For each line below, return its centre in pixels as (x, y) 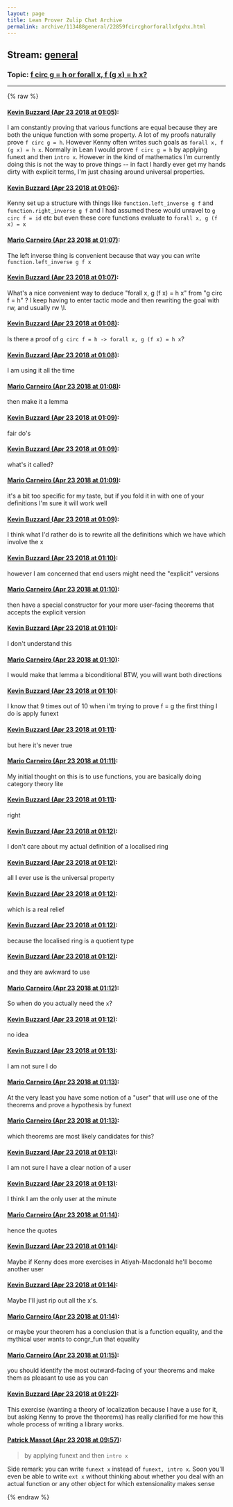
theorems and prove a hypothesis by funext (69, 1105)
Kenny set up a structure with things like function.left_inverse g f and (110, 203)
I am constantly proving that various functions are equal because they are (112, 128)
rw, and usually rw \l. (37, 307)
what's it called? (31, 464)
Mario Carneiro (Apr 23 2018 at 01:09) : (64, 480)
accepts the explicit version (46, 612)
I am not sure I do (32, 1066)
